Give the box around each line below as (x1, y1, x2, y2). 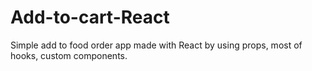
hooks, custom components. (10, 49, 128, 61)
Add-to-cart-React (10, 6, 170, 29)
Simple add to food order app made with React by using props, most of (10, 39, 303, 51)
